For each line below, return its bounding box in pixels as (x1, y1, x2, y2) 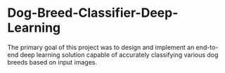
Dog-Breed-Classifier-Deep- (7, 5, 179, 21)
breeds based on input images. (7, 58, 97, 66)
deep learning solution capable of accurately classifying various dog (20, 51, 219, 59)
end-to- (195, 43, 219, 51)
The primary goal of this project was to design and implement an (7, 43, 195, 51)
